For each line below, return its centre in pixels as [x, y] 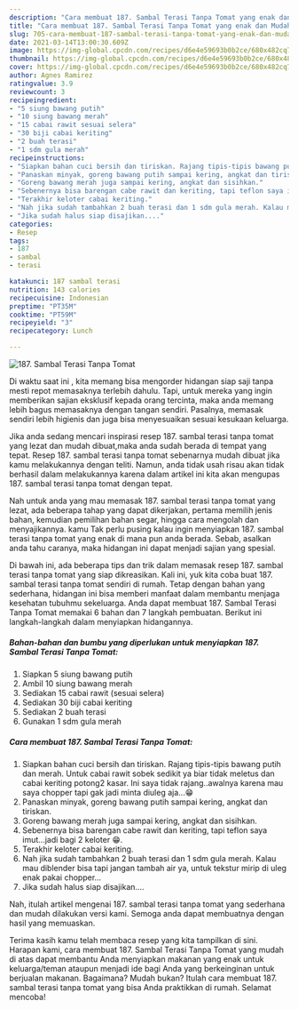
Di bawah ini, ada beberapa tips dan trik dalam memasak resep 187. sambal [146, 565]
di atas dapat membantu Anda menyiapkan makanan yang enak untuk [137, 959]
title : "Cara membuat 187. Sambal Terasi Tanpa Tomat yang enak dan [138, 26]
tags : [19, 241]
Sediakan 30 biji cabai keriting [77, 702]
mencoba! [27, 997]
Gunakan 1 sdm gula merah [72, 721]
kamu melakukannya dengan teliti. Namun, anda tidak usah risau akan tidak [147, 464]
